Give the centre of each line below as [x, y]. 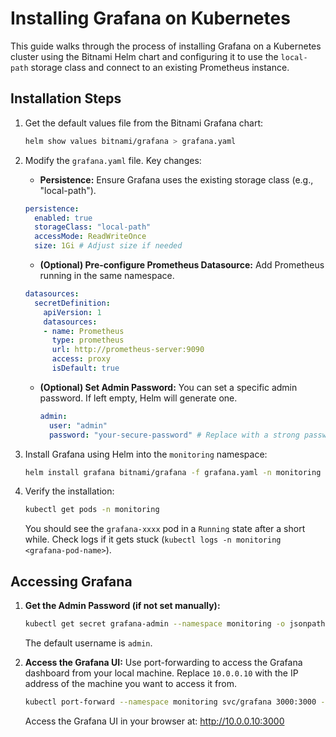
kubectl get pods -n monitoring [92, 510]
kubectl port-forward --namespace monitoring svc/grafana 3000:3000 [170, 702]
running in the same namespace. [107, 275]
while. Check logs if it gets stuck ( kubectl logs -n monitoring [153, 539]
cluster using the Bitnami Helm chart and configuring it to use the [144, 56]
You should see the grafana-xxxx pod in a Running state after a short [165, 529]
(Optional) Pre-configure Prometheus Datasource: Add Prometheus [182, 265]
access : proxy [81, 359]
